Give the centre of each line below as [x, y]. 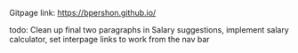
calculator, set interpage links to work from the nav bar [110, 39]
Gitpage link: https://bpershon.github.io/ [83, 13]
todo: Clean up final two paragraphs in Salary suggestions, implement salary [149, 30]
